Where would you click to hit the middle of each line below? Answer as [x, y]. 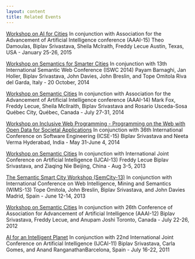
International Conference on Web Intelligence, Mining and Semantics [88, 183]
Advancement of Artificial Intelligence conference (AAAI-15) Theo [85, 40]
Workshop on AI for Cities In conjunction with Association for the [84, 33]
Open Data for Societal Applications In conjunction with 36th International [94, 130]
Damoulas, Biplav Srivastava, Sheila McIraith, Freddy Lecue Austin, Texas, [95, 46]
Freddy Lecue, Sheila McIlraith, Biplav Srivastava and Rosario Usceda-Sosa [97, 106]
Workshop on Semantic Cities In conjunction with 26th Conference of [90, 207]
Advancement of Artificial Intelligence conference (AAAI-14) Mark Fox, [91, 99]
